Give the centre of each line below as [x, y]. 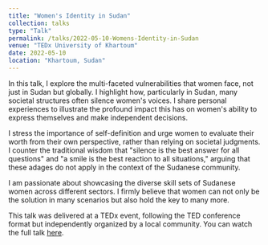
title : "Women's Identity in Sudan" [69, 16]
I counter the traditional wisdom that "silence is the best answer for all [124, 150]
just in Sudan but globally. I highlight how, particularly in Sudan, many [123, 92]
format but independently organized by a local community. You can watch [130, 224]
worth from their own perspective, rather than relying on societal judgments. [134, 141]
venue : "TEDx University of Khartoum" [73, 46]
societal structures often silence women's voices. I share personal [118, 100]
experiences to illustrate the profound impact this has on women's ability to [133, 108]
